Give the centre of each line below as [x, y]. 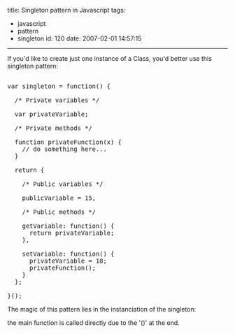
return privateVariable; [72, 233]
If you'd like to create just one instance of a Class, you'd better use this [109, 58]
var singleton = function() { [59, 86]
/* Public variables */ [63, 184]
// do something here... [64, 149]
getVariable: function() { [68, 226]
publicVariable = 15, [59, 198]
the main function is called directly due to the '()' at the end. [93, 323]
